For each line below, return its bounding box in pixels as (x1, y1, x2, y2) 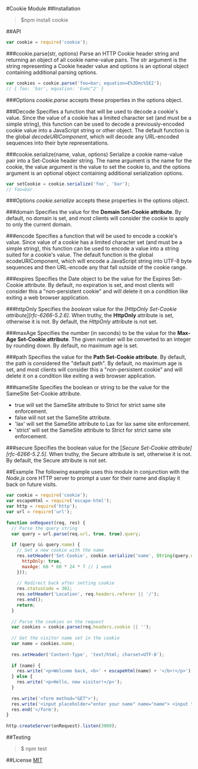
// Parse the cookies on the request (11, 618, 104, 625)
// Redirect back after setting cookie (16, 580, 115, 586)
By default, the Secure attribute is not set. (6, 457, 107, 464)
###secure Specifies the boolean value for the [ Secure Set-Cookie (6, 444, 169, 451)
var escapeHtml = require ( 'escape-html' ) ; (6, 498, 112, 504)
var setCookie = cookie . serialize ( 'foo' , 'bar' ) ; (6, 181, 131, 187)
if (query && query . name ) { (11, 542, 81, 548)
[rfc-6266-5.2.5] (6, 451, 47, 458)
